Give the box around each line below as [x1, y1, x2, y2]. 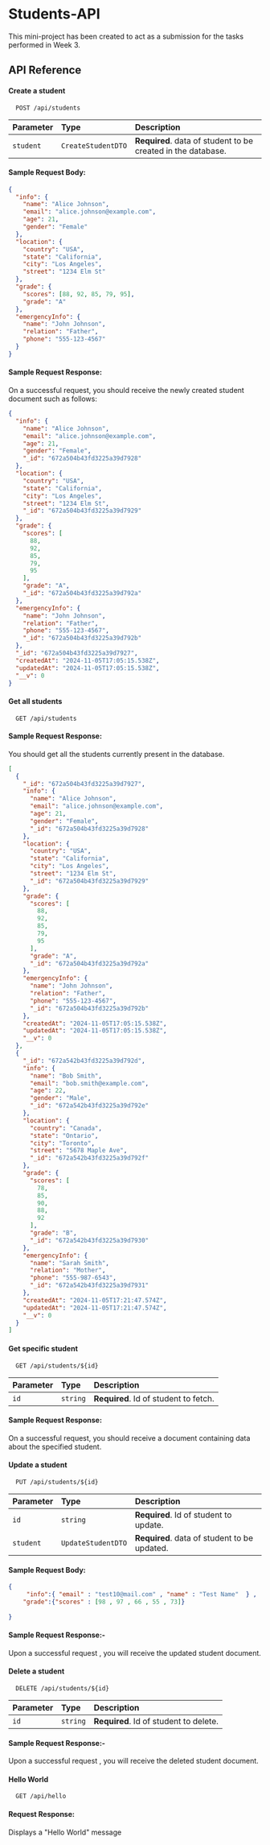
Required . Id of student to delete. [93, 1715, 219, 1727]
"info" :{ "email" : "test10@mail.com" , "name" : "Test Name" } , [26, 1591, 257, 1599]
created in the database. [134, 145, 227, 156]
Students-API [8, 5, 100, 23]
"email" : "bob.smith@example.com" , [29, 1079, 149, 1087]
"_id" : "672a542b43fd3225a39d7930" [29, 1236, 149, 1244]
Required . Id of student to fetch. [93, 1392, 215, 1404]
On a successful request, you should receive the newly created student [8, 386, 245, 395]
